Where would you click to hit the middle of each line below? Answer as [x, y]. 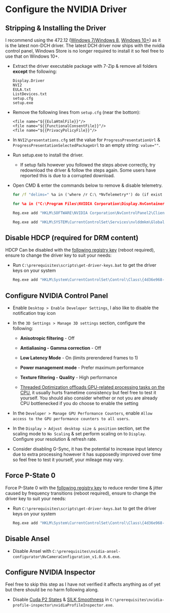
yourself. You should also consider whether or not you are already [89, 398]
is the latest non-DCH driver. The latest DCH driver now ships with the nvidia [85, 46]
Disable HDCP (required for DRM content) [72, 238]
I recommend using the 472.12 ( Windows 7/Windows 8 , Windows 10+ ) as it [83, 40]
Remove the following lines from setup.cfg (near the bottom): [76, 112]
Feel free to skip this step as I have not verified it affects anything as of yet [83, 584]
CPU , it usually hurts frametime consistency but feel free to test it [88, 393]
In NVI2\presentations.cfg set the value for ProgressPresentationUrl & [86, 140]
